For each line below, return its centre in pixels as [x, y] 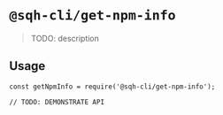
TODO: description [65, 38]
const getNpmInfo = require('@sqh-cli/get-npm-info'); [112, 87]
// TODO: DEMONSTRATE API [57, 102]
